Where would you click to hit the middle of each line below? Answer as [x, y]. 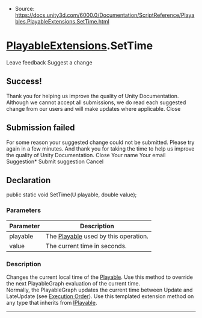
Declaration [29, 180]
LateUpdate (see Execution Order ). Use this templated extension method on [100, 296]
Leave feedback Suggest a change [49, 62]
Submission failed [41, 128]
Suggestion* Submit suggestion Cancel [55, 161]
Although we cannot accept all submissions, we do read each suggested [96, 102]
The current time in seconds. [86, 246]
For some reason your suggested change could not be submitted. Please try [100, 142]
